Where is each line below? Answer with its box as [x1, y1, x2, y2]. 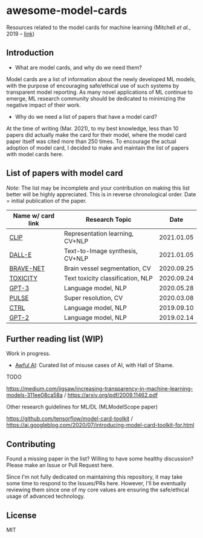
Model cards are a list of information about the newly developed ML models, [6, 75, 196, 82]
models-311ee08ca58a [6, 391, 63, 399]
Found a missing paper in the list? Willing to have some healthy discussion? [6, 455, 194, 462]
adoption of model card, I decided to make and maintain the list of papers [6, 144, 189, 151]
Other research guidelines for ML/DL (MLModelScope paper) [6, 403, 158, 411]
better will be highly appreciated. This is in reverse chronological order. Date [6, 190, 196, 198]
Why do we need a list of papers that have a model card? [14, 113, 157, 120]
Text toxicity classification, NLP [64, 274, 153, 282]
